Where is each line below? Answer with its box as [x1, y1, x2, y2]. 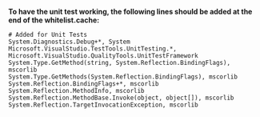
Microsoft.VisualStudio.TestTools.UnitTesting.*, [8, 45, 178, 53]
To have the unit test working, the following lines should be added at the [8, 7, 253, 16]
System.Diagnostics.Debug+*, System [8, 38, 130, 46]
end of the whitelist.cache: [8, 15, 100, 25]
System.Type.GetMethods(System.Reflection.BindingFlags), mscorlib [8, 73, 238, 81]
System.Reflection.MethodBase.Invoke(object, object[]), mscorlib [8, 94, 234, 102]
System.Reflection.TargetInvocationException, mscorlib [8, 101, 198, 109]
